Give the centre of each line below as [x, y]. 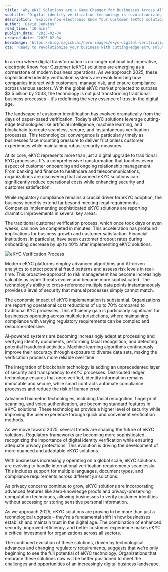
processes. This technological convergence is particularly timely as [74, 135]
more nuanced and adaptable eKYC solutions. [52, 450]
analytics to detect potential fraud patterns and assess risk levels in [74, 269]
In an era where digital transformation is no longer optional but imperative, [81, 61]
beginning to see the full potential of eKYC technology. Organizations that [81, 553]
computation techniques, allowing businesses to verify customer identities [82, 496]
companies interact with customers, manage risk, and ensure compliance [81, 83]
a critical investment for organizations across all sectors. [63, 533]
